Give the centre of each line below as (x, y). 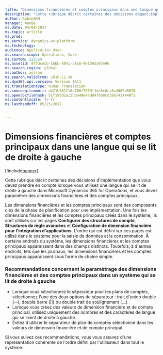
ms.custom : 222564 (24, 59)
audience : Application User (33, 50)
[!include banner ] (22, 171)
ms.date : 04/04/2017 (26, 28)
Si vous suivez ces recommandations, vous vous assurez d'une (68, 337)
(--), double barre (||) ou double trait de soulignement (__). (70, 302)
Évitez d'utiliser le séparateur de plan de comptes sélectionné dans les (83, 323)
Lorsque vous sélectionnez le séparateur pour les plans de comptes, (81, 292)
